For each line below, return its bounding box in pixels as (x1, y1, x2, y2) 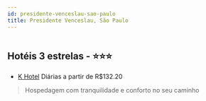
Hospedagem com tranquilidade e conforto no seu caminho (24, 86, 200, 95)
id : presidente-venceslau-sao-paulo (7, 10, 116, 18)
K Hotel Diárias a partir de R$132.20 (17, 72, 123, 81)
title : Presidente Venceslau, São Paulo (7, 17, 129, 24)
